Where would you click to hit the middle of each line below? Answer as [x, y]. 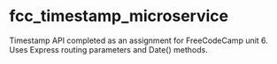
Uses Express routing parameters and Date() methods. [108, 49]
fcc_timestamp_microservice [119, 16]
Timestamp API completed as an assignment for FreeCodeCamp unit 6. [138, 40]
